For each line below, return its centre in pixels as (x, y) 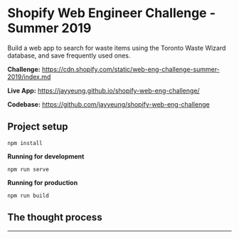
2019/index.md (29, 77)
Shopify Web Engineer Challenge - (111, 13)
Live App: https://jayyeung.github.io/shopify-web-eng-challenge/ (104, 90)
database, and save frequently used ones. (69, 55)
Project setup (38, 127)
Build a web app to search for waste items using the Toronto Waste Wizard (117, 48)
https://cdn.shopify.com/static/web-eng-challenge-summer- (131, 69)
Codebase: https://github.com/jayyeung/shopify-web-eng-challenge (108, 104)
